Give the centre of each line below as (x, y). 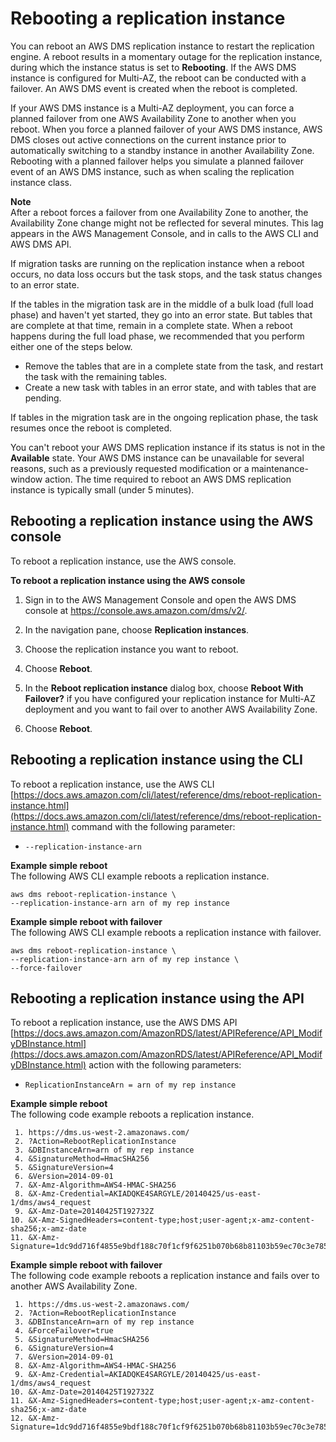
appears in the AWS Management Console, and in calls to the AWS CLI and (164, 233)
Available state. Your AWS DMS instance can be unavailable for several (157, 458)
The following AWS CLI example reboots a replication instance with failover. (166, 932)
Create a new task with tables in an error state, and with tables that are (170, 387)
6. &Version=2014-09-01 (64, 1177)
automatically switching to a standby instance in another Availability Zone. (162, 150)
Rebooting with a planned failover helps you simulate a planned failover (157, 161)
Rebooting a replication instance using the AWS (162, 521)
